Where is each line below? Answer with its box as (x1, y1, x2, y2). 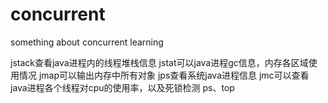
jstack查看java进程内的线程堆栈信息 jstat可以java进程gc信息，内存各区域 (10, 56, 309, 68)
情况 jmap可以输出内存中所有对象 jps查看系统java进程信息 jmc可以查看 (18, 69, 310, 81)
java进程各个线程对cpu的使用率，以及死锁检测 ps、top (10, 81, 235, 93)
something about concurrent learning (10, 36, 164, 48)
